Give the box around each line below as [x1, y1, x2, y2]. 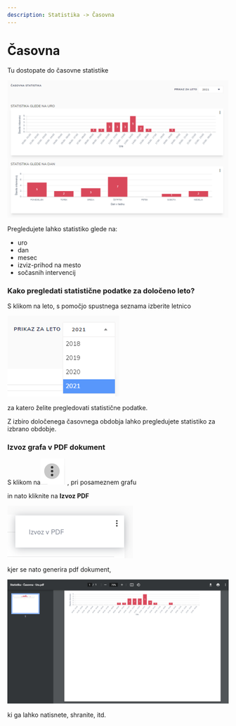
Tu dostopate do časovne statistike [7, 66, 109, 74]
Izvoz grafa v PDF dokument [7, 442, 105, 452]
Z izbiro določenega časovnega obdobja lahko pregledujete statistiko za [7, 417, 216, 426]
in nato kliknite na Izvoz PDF [7, 492, 90, 500]
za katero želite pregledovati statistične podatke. [7, 403, 148, 412]
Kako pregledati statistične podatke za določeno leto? [7, 285, 195, 295]
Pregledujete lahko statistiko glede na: [7, 224, 118, 233]
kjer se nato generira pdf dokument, [7, 565, 112, 574]
